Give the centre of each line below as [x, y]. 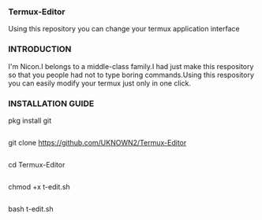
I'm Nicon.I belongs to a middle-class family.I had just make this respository [131, 66]
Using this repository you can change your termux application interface [124, 29]
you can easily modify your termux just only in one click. [100, 83]
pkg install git [30, 120]
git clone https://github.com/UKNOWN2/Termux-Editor [97, 142]
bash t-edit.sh [31, 209]
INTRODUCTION [40, 49]
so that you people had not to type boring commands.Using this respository [131, 75]
